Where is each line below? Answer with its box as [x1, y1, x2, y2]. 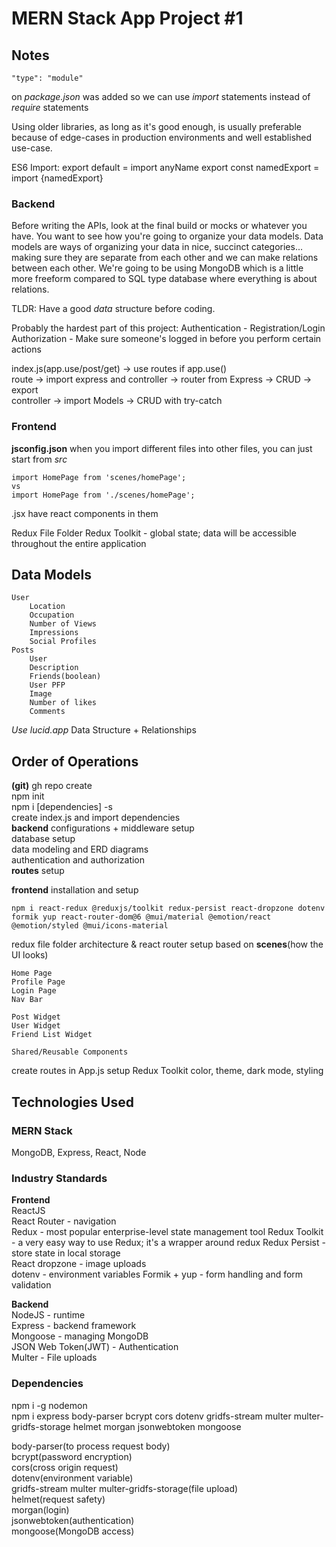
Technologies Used [11, 1093, 134, 1111]
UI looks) [11, 949, 49, 961]
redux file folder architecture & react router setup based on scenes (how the [11, 938, 324, 951]
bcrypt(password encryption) [11, 1450, 133, 1462]
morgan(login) [11, 1503, 70, 1516]
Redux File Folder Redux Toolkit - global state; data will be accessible [11, 527, 297, 539]
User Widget [11, 1021, 61, 1031]
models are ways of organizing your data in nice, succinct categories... [11, 241, 304, 253]
